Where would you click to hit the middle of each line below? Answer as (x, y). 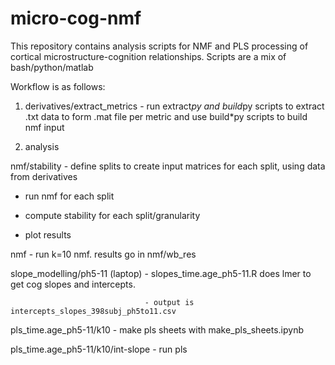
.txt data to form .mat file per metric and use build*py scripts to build (166, 116)
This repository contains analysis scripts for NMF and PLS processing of (159, 46)
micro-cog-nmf (76, 18)
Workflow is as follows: (58, 86)
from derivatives (44, 176)
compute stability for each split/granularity (112, 215)
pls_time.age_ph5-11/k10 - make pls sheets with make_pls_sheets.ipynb (157, 329)
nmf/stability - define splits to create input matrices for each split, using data (168, 166)
